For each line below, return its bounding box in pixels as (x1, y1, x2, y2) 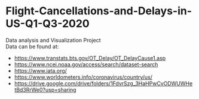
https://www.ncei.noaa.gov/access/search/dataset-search (14, 61, 158, 68)
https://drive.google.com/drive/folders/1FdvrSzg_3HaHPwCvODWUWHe (14, 79, 193, 87)
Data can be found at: (5, 43, 59, 50)
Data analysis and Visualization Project (5, 36, 101, 44)
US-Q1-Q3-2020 (5, 17, 90, 30)
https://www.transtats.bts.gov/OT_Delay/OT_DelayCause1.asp (14, 54, 166, 61)
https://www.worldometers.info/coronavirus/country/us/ (14, 73, 153, 81)
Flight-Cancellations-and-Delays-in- (5, 4, 192, 18)
